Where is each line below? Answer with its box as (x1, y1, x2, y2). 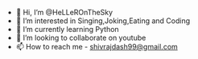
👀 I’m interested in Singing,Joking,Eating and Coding (15, 16, 191, 26)
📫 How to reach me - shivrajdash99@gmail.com (15, 42, 179, 51)
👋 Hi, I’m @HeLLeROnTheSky (15, 8, 113, 17)
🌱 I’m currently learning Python (15, 25, 119, 33)
